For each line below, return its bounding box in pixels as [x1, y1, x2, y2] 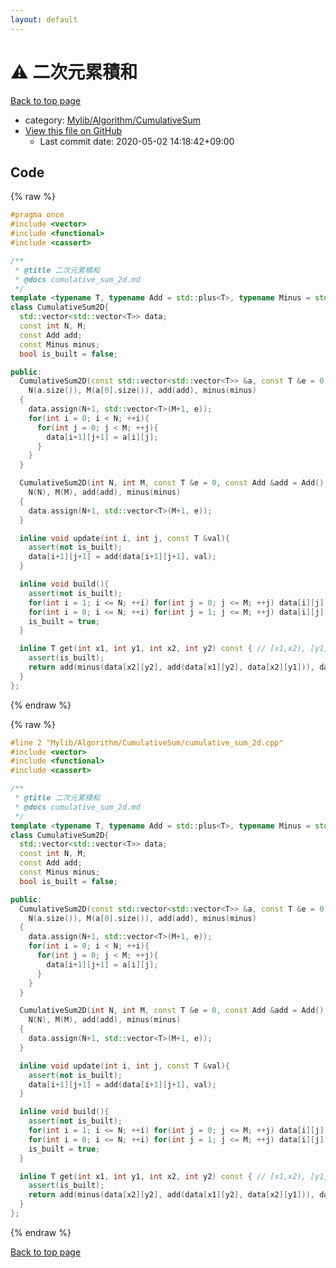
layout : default [10, 14, 78, 25]
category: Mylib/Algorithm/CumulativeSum [24, 114, 201, 126]
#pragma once [10, 210, 65, 220]
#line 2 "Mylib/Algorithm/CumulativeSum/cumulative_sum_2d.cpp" [10, 737, 284, 748]
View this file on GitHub [24, 124, 123, 136]
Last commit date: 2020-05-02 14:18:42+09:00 [39, 135, 235, 147]
